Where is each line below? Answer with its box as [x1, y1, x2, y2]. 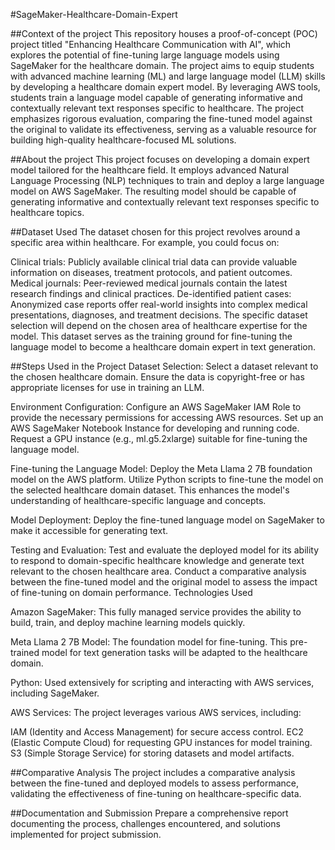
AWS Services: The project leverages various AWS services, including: [10, 707, 302, 718]
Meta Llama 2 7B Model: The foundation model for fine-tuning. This [10, 636, 288, 648]
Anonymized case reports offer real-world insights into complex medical [10, 299, 308, 310]
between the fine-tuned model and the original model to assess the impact [10, 576, 318, 588]
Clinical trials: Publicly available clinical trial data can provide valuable [10, 256, 298, 268]
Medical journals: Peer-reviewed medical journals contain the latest [10, 277, 288, 289]
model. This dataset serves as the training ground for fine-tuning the [10, 330, 293, 342]
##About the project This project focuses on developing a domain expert [10, 154, 310, 165]
